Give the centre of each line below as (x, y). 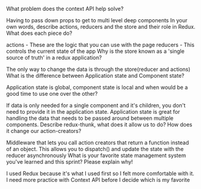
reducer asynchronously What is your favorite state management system (96, 155)
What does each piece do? (39, 33)
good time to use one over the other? (52, 94)
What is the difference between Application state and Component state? (95, 76)
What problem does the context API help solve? (65, 9)
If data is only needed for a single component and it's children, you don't (96, 105)
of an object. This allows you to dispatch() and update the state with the (95, 149)
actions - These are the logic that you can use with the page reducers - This (100, 45)
